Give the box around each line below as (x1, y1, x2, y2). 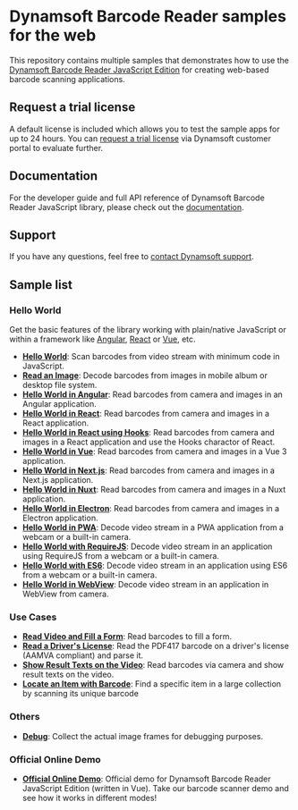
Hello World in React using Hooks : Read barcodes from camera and (21, 427, 275, 438)
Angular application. (21, 399, 97, 409)
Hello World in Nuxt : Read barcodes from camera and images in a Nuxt (21, 485, 286, 495)
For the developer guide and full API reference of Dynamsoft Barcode (9, 192, 266, 203)
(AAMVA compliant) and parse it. (21, 650, 144, 661)
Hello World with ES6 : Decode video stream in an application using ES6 (21, 561, 288, 571)
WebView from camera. (21, 588, 109, 600)
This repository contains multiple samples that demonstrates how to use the (9, 55, 289, 65)
